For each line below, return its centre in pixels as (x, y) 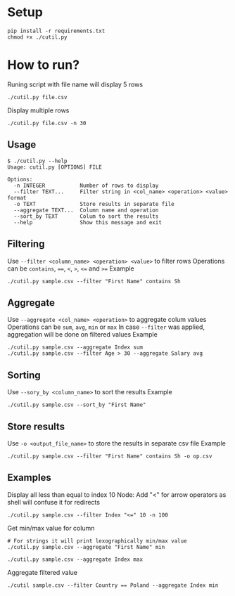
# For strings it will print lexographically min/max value (97, 541)
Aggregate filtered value (42, 572)
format (17, 197)
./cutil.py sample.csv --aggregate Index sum (75, 348)
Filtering (26, 244)
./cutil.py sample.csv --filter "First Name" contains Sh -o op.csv (110, 456)
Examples (29, 478)
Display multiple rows (38, 110)
